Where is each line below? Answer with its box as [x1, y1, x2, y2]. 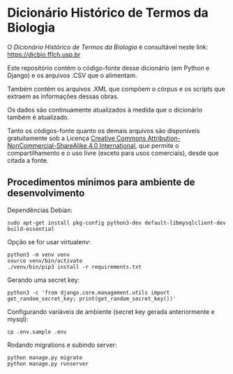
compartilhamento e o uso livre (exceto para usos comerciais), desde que [7, 149, 219, 157]
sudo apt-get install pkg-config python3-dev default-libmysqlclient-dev [7, 219, 227, 226]
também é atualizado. [7, 113, 70, 121]
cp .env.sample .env [7, 328, 68, 336]
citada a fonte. [7, 156, 49, 165]
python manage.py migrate [7, 354, 82, 361]
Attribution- [147, 134, 181, 142]
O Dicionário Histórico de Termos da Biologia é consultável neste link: [7, 43, 209, 51]
